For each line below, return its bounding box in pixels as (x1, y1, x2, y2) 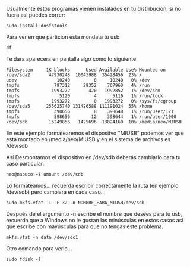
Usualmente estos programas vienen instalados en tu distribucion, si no (6, 5, 181, 12)
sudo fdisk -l (6, 256, 42, 262)
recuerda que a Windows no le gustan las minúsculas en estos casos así (6, 217, 183, 223)
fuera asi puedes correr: (6, 11, 65, 18)
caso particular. (6, 160, 45, 167)
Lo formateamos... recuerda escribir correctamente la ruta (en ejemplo (6, 182, 179, 189)
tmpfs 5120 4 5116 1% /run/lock (6, 93, 163, 99)
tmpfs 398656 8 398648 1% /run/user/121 (6, 108, 174, 114)
